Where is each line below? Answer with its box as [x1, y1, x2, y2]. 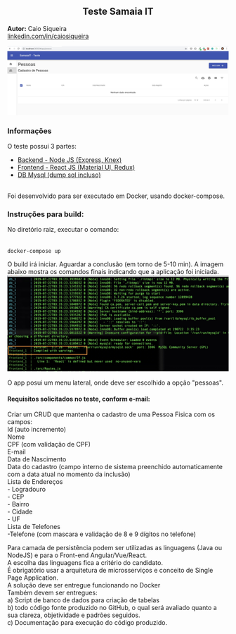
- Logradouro [7, 485, 46, 494]
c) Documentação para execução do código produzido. [7, 619, 167, 627]
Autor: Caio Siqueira [7, 24, 67, 32]
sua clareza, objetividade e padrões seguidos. [7, 611, 140, 619]
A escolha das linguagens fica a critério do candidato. [7, 559, 164, 567]
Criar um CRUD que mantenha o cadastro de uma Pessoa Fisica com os [7, 410, 216, 418]
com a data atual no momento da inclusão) [7, 470, 131, 478]
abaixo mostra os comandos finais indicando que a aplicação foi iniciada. [7, 268, 219, 276]
